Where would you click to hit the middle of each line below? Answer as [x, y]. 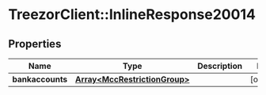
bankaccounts [40, 79]
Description [220, 66]
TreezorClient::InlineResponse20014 [132, 15]
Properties [35, 44]
